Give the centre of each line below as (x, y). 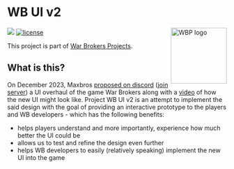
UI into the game (41, 157)
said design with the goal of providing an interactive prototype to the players (117, 107)
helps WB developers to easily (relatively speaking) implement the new (119, 150)
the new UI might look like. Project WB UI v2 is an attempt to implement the (115, 99)
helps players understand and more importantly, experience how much (119, 128)
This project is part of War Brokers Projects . (70, 45)
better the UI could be (49, 135)
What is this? (36, 68)
